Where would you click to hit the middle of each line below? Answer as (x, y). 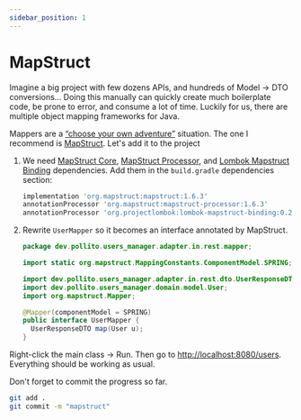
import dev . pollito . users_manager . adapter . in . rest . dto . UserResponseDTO (159, 279)
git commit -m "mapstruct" (60, 406)
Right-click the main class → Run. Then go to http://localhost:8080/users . (145, 355)
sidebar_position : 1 (48, 18)
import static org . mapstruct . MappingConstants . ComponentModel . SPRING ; (157, 263)
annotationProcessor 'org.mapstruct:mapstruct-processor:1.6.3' (145, 205)
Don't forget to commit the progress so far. (89, 382)
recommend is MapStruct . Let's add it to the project (105, 143)
